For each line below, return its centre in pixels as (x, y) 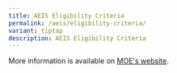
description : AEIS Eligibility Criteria (78, 38)
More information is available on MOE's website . (89, 61)
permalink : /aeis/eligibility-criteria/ (78, 23)
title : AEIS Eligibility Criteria (67, 16)
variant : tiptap (36, 30)
